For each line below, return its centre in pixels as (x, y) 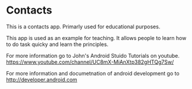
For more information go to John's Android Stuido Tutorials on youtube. (93, 55)
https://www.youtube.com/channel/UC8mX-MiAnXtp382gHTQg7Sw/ (90, 62)
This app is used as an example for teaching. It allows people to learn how (96, 38)
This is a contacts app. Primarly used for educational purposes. (83, 27)
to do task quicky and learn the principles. (57, 44)
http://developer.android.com (42, 80)
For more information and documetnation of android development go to (93, 73)
